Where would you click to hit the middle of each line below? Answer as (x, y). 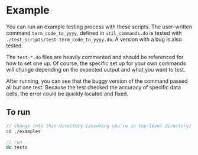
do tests (17, 148)
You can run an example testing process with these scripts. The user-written (99, 27)
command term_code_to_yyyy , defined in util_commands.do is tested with (94, 33)
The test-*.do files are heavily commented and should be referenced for (95, 57)
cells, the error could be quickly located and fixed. (67, 93)
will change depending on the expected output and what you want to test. (96, 69)
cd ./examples (24, 131)
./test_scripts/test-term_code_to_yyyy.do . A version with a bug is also (94, 39)
